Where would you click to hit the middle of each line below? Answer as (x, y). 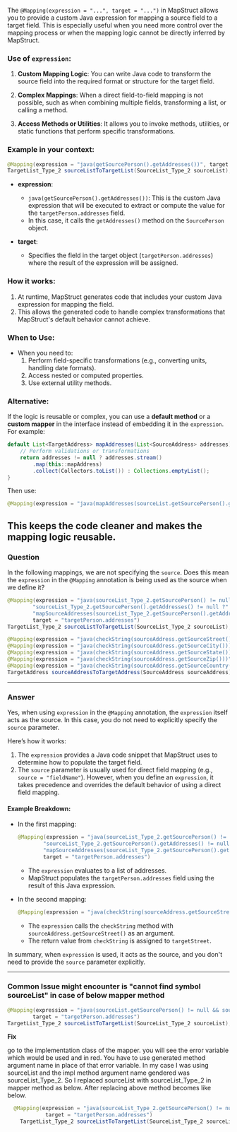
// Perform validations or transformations (85, 452)
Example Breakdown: (39, 808)
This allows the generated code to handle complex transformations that (121, 312)
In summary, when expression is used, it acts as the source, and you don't (115, 954)
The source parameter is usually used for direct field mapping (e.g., (115, 770)
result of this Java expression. (72, 885)
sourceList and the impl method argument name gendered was (99, 1073)
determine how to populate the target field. (80, 762)
